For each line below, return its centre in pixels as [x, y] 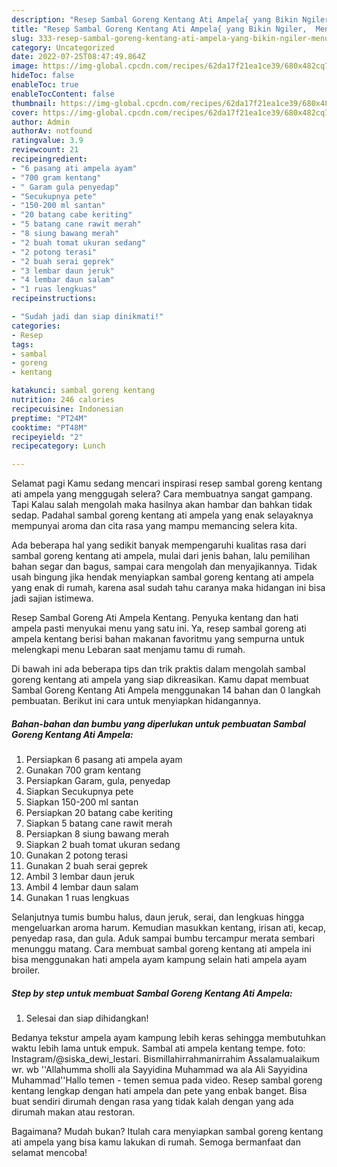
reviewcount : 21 [45, 150]
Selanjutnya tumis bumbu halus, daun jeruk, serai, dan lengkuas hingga [158, 917]
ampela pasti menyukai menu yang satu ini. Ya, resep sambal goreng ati [159, 628]
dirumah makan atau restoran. [73, 1112]
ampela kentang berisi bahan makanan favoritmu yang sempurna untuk [158, 639]
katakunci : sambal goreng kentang [83, 391]
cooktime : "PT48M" [49, 427]
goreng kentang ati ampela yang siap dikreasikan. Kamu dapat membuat [160, 680]
